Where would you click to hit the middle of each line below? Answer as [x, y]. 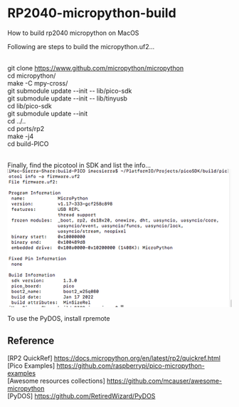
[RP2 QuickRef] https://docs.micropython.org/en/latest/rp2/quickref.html [114, 358]
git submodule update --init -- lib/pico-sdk [70, 91]
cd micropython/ [32, 76]
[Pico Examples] [31, 366]
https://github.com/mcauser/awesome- [164, 381]
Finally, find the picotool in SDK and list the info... [79, 165]
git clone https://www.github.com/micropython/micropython [95, 68]
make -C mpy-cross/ [38, 83]
